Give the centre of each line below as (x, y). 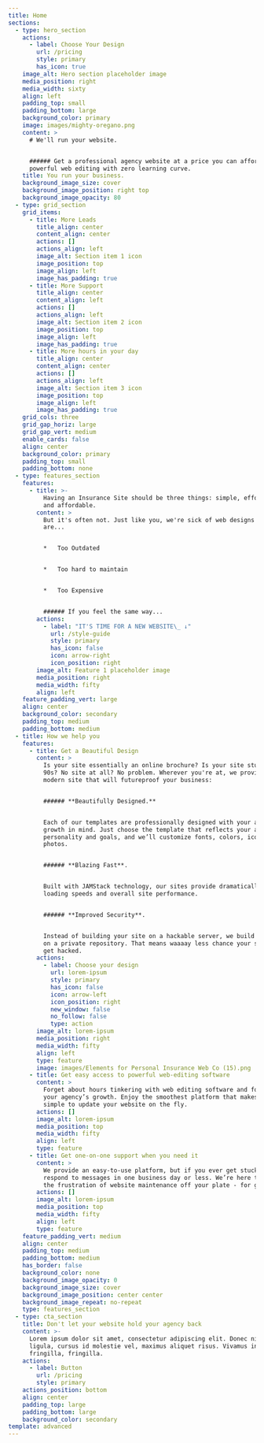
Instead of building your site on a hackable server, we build (149, 936)
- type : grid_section (51, 205)
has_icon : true (61, 67)
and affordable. (70, 505)
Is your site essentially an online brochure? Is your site (143, 766)
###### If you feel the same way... (103, 611)
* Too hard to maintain (85, 569)
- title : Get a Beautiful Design (84, 751)
